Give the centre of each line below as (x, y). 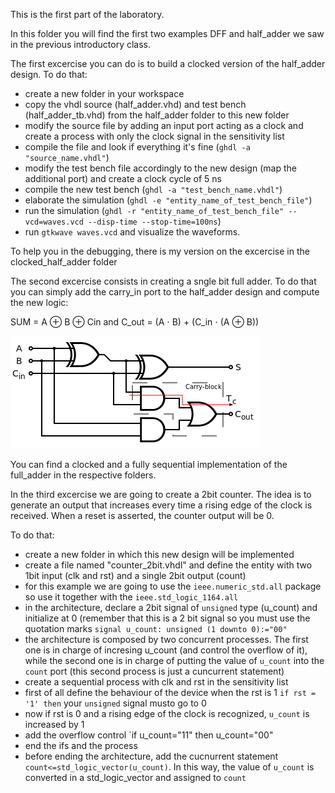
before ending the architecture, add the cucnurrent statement (151, 756)
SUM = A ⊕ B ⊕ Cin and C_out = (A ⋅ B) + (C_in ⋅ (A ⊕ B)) (135, 322)
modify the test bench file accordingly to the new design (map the (160, 168)
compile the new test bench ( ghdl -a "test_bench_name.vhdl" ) (153, 189)
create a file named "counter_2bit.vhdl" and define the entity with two (168, 565)
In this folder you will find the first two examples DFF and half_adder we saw (167, 33)
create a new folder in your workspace (104, 93)
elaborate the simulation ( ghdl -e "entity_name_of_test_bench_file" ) (168, 200)
